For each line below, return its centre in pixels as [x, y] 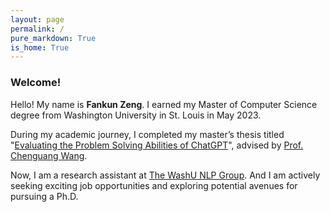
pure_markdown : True [53, 38]
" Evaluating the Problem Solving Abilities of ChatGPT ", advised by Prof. [157, 145]
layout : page [37, 19]
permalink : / [37, 29]
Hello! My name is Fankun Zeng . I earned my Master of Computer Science [164, 104]
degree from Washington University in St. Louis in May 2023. [136, 115]
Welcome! [36, 83]
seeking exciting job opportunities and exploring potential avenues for [154, 185]
